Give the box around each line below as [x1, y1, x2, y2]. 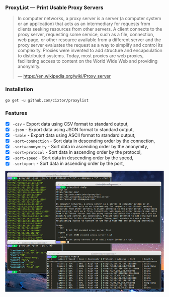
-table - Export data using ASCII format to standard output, [12, 132, 136, 138]
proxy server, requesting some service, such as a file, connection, [17, 32, 154, 38]
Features [5, 110, 28, 117]
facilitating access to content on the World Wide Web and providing [17, 58, 158, 64]
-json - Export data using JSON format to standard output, [12, 126, 134, 132]
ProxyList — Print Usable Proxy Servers [5, 4, 104, 11]
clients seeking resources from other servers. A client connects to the [17, 26, 162, 32]
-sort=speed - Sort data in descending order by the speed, [12, 155, 134, 161]
